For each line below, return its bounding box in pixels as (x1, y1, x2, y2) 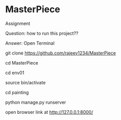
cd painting (5, 89, 29, 95)
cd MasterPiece (5, 59, 39, 66)
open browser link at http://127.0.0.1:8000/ (5, 109, 93, 115)
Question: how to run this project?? (5, 30, 79, 36)
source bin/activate (5, 79, 46, 85)
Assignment (5, 20, 31, 26)
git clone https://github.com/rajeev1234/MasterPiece (5, 50, 116, 56)
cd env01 (5, 70, 24, 76)
